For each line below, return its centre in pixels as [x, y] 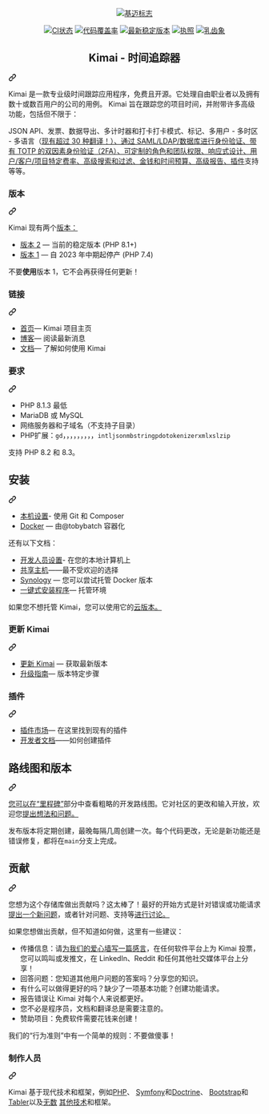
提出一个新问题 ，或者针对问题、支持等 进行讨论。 [89, 914]
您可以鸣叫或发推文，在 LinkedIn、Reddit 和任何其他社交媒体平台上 [130, 958]
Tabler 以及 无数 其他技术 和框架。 [62, 1102]
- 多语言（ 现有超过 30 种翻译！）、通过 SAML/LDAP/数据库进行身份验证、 [129, 141]
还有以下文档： [33, 543]
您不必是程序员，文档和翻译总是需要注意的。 [94, 1008]
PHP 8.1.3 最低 [44, 405]
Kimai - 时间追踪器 [134, 58]
